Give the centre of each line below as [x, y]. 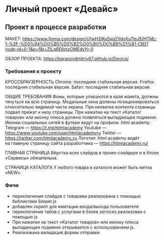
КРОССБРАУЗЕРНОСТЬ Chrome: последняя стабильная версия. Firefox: [80, 82]
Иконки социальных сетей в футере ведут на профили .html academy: [78, 123]
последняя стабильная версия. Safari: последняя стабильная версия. [78, 87]
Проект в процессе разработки [56, 27]
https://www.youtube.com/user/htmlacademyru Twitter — [63, 133]
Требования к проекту [34, 71]
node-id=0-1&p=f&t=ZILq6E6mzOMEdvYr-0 [49, 49]
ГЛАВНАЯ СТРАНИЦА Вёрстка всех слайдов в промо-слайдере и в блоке [82, 153]
